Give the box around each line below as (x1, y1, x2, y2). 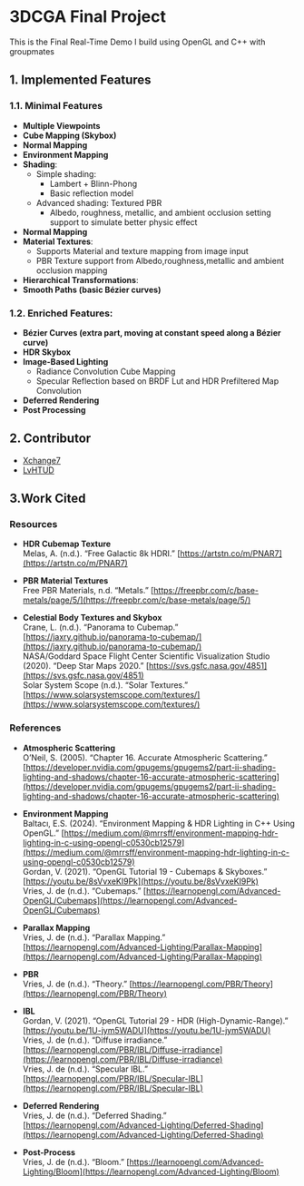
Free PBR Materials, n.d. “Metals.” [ (22, 585, 154, 596)
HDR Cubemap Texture (22, 538, 112, 550)
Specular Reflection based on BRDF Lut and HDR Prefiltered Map (35, 375, 279, 387)
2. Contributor (9, 431, 92, 446)
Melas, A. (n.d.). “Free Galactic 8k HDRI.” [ (22, 548, 181, 559)
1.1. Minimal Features (9, 100, 103, 113)
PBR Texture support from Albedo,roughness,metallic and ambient (35, 255, 284, 266)
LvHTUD (22, 465, 54, 475)
